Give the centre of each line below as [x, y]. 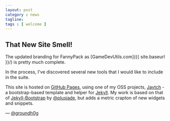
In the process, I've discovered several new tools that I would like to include [84, 72]
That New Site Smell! [39, 44]
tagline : [14, 19]
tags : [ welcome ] [26, 24]
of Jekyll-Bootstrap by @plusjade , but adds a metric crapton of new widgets [85, 98]
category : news [22, 15]
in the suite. [18, 77]
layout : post [19, 10]
